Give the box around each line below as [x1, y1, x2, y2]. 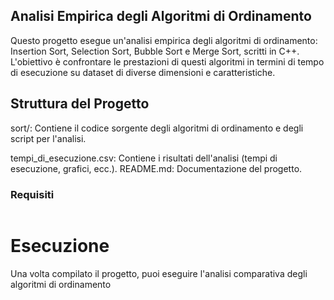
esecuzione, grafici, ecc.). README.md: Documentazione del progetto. [10, 162, 303, 174]
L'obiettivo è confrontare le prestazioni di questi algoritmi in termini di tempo [10, 55, 325, 68]
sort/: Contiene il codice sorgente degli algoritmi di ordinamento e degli [10, 122, 304, 134]
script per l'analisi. [10, 132, 87, 144]
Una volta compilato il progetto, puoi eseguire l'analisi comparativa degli [10, 267, 308, 279]
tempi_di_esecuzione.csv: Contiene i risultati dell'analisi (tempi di [10, 152, 278, 164]
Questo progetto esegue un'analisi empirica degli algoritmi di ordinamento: [10, 34, 318, 46]
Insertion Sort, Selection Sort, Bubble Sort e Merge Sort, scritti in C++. [10, 45, 300, 57]
